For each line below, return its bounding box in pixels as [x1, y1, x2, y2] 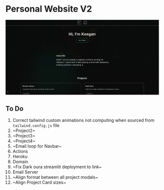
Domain [12, 159, 29, 165]
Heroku [12, 153, 28, 159]
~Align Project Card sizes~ [12, 179, 67, 186]
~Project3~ [12, 133, 36, 139]
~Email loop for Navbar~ [12, 143, 62, 149]
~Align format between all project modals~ [12, 174, 99, 180]
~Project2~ [12, 128, 36, 133]
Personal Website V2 [5, 3, 92, 15]
